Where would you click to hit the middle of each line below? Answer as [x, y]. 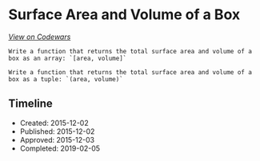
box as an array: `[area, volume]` [68, 58]
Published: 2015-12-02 [57, 131]
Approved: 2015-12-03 [57, 139]
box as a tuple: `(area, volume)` [66, 79]
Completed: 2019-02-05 [60, 148]
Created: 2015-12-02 [54, 123]
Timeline [31, 104]
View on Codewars [40, 37]
